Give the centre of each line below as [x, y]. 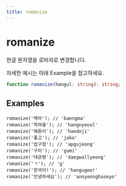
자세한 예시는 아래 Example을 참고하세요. [55, 73]
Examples [25, 103]
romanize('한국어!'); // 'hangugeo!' [52, 170]
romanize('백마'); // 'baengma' [46, 119]
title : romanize [27, 12]
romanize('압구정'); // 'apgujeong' [51, 145]
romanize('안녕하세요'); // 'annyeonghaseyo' [62, 177]
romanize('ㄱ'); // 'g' [36, 164]
